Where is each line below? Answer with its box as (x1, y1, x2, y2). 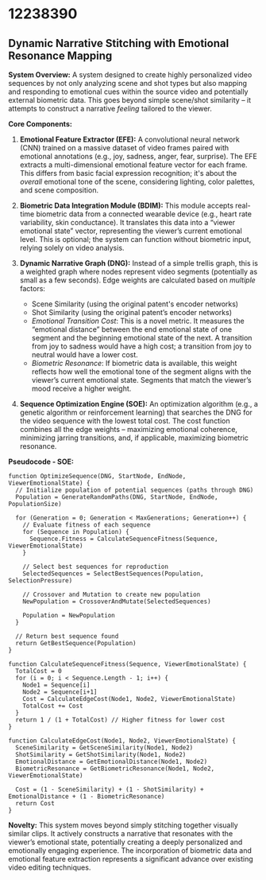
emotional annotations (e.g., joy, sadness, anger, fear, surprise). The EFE (19, 152, 258, 161)
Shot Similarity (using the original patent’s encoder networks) (31, 308, 233, 317)
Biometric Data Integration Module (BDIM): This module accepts (19, 201, 234, 210)
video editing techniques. (8, 862, 91, 872)
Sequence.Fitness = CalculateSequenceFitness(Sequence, (29, 535, 218, 543)
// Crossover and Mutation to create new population (22, 590, 201, 598)
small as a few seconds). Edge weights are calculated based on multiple (19, 275, 256, 285)
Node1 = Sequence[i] (22, 681, 91, 689)
